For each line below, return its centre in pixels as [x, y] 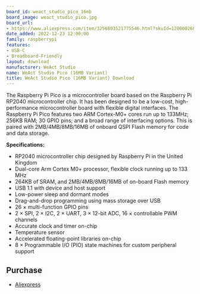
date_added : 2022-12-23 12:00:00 [48, 34]
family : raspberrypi [32, 39]
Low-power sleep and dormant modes [62, 194]
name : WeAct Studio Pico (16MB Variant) [57, 73]
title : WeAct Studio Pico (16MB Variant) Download [70, 78]
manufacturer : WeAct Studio [41, 67]
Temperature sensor [40, 233]
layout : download [28, 61]
